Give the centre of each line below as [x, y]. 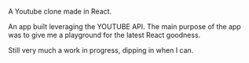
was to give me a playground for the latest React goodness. [104, 35]
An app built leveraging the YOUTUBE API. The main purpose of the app [124, 26]
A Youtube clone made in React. [60, 11]
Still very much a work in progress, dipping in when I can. [101, 50]
